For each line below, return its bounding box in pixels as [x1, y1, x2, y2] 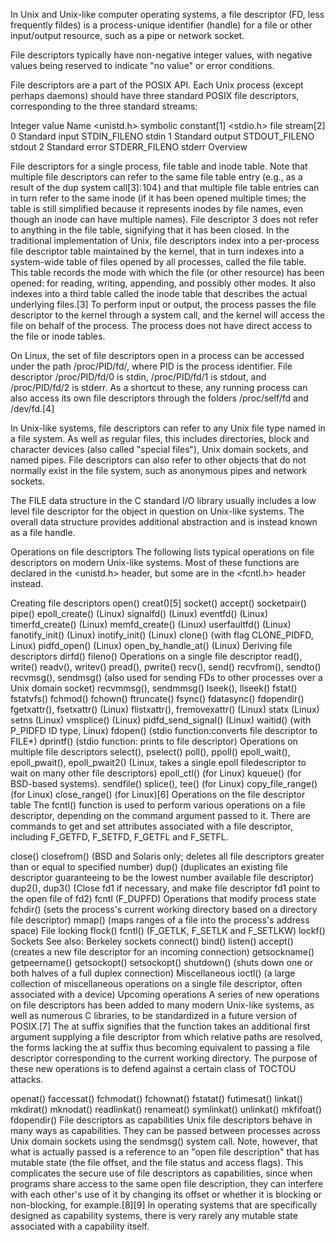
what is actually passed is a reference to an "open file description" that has [10, 1146, 320, 1158]
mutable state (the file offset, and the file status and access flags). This [10, 1157, 304, 1168]
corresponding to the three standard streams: [10, 100, 198, 112]
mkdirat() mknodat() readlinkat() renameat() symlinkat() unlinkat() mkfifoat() [10, 1104, 323, 1115]
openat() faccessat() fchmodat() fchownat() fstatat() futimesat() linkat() [10, 1093, 303, 1104]
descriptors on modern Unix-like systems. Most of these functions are [10, 557, 300, 568]
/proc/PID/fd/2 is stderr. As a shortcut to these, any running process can [10, 382, 308, 393]
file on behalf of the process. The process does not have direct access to [10, 320, 313, 331]
